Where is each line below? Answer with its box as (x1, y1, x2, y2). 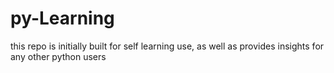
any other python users (10, 50, 107, 62)
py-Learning (10, 7, 115, 30)
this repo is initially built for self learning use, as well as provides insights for (10, 40, 325, 52)
